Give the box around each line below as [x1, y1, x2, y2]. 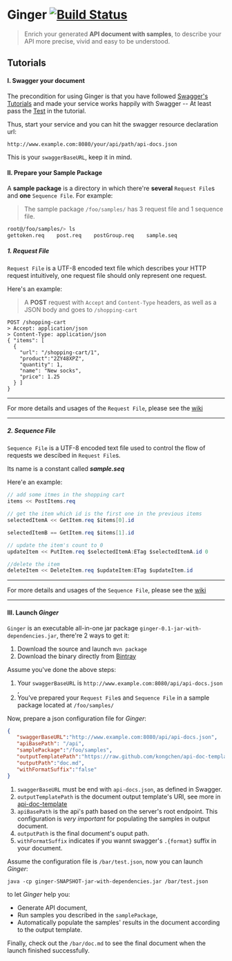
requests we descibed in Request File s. [7, 451, 121, 460]
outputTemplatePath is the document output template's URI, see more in [17, 792, 221, 801]
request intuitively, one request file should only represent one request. [7, 272, 207, 280]
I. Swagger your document [7, 76, 85, 84]
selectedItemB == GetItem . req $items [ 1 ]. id [7, 529, 135, 536]
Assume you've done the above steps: [7, 665, 116, 673]
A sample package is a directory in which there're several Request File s [7, 184, 215, 192]
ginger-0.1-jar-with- [139, 625, 202, 632]
